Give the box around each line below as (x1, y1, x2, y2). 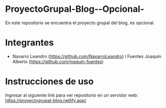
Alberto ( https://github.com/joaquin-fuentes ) (12, 58, 104, 65)
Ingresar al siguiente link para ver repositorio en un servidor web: (5, 92, 138, 98)
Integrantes (5, 37, 54, 48)
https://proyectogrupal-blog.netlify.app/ (5, 97, 87, 103)
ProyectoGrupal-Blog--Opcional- (5, 3, 145, 15)
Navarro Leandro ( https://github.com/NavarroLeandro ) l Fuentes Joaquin (12, 53, 162, 59)
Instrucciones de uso (5, 76, 94, 87)
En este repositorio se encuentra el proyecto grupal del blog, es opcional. (5, 20, 155, 26)
